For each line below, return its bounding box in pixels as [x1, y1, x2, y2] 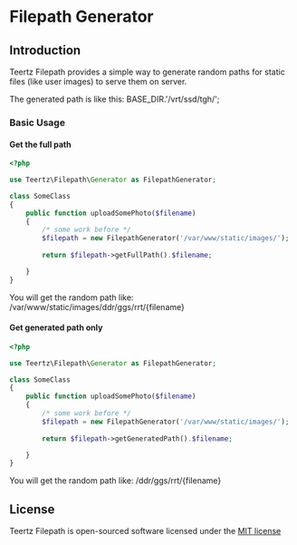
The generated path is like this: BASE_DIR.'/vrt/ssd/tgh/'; [9, 93, 220, 104]
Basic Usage [9, 116, 66, 129]
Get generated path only [9, 322, 103, 333]
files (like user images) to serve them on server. [9, 76, 187, 87]
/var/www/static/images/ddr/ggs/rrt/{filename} [9, 301, 186, 312]
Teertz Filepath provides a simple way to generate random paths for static [9, 66, 285, 77]
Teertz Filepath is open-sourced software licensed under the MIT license [9, 526, 282, 537]
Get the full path [9, 139, 72, 150]
